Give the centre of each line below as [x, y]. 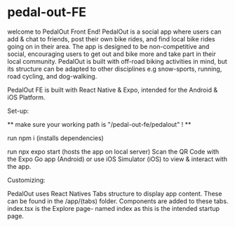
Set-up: [18, 111]
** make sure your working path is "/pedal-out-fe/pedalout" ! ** [99, 124]
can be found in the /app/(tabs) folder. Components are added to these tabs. [118, 201]
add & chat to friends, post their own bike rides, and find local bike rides [111, 39]
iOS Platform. [26, 97]
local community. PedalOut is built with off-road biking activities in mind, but [117, 61]
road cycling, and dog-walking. [52, 76]
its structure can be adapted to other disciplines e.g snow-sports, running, [115, 69]
